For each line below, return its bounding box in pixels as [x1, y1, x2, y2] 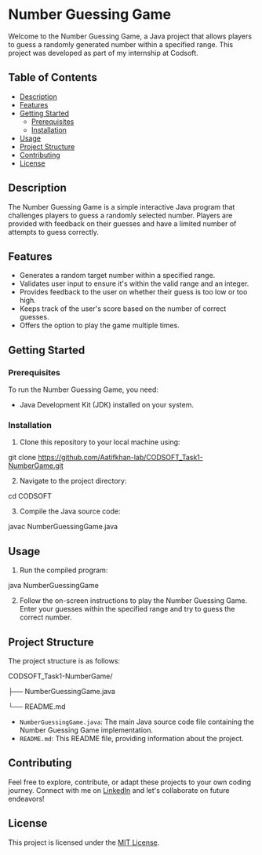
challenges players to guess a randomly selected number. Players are [8, 210, 233, 220]
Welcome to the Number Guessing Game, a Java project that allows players [8, 31, 253, 41]
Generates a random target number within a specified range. [19, 271, 216, 280]
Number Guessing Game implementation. [19, 725, 154, 735]
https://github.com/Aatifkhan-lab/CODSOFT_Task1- [38, 453, 204, 462]
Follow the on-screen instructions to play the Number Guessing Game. [19, 596, 248, 605]
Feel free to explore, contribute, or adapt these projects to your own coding [8, 777, 252, 787]
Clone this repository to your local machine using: [19, 437, 180, 447]
